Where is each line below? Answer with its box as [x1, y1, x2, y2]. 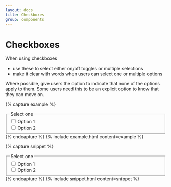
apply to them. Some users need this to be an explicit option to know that [5, 86, 159, 92]
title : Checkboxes [5, 12, 44, 17]
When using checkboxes [5, 55, 57, 61]
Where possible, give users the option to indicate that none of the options [5, 81, 160, 87]
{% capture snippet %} [5, 143, 54, 149]
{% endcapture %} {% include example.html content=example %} [5, 133, 144, 140]
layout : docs [5, 7, 33, 13]
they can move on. [5, 91, 44, 98]
